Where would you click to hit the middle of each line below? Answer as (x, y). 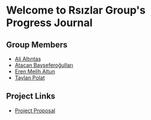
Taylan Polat (30, 78)
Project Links (31, 96)
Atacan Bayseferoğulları (44, 65)
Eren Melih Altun (35, 71)
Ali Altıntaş (28, 59)
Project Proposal (35, 111)
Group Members (37, 45)
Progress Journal (49, 23)
